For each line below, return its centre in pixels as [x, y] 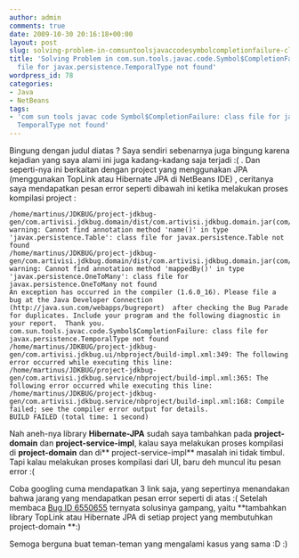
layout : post [33, 42]
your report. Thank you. [57, 324]
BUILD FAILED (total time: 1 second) [79, 417]
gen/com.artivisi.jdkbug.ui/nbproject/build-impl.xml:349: [121, 355]
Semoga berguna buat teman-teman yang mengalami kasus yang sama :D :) [149, 544]
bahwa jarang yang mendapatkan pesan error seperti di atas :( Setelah [138, 498]
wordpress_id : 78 [41, 76]
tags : [19, 109]
